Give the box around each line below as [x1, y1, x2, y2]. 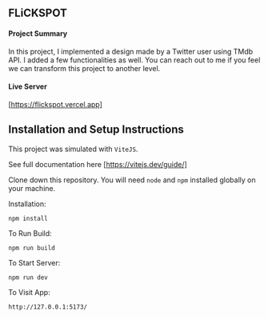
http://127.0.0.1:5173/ [8, 303, 88, 311]
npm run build [8, 244, 56, 252]
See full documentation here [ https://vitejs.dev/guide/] [8, 159, 188, 169]
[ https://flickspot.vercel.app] [8, 99, 102, 109]
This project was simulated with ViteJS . [8, 144, 138, 154]
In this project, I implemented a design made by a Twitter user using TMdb [8, 46, 254, 56]
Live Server [8, 82, 48, 91]
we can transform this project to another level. [8, 63, 161, 73]
